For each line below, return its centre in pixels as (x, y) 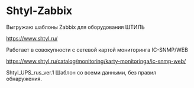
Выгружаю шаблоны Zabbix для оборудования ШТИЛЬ (75, 27)
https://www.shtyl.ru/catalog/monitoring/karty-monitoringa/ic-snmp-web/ (96, 61)
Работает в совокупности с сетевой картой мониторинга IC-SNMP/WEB (97, 50)
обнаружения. (24, 79)
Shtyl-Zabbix (39, 11)
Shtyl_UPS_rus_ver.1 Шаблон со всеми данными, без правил (81, 72)
